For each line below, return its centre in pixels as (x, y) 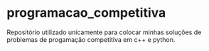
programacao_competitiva (86, 13)
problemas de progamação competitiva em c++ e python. (91, 39)
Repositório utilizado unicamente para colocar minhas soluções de (104, 32)
